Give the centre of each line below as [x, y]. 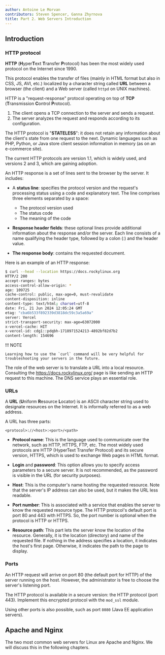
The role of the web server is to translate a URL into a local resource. [75, 368]
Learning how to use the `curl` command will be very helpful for [75, 354]
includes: [14, 178]
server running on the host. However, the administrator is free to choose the [82, 580]
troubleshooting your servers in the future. [52, 359]
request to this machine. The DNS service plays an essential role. [71, 378]
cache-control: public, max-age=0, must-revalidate [59, 295]
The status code [36, 213]
